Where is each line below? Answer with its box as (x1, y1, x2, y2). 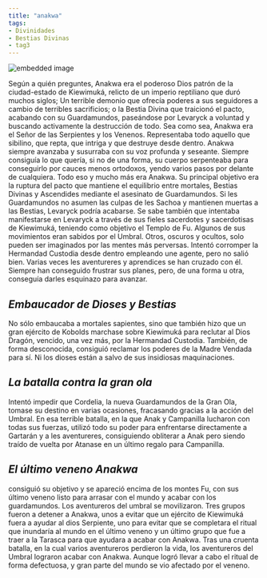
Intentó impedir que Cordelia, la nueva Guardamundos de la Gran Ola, (8, 397, 237, 406)
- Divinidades (8, 26, 56, 34)
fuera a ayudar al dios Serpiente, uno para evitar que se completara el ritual (8, 517, 257, 528)
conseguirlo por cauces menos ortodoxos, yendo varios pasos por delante (8, 164, 254, 173)
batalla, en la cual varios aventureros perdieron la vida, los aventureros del (8, 543, 253, 552)
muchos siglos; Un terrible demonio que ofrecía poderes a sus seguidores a (8, 96, 258, 106)
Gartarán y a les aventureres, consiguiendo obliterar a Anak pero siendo (8, 431, 245, 440)
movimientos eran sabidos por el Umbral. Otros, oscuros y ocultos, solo (8, 232, 245, 241)
